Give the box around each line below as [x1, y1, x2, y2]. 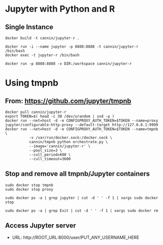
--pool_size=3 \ [29, 148, 62, 153]
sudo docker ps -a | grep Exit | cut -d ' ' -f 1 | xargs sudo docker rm [5, 208, 159, 213]
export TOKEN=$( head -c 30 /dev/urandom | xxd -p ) [5, 114, 115, 119]
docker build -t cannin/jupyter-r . [5, 36, 80, 40]
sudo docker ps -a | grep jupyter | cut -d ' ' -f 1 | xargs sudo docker [5, 195, 159, 200]
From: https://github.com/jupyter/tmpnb [5, 96, 132, 105]
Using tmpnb [5, 77, 59, 89]
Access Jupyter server [5, 222, 77, 230]
